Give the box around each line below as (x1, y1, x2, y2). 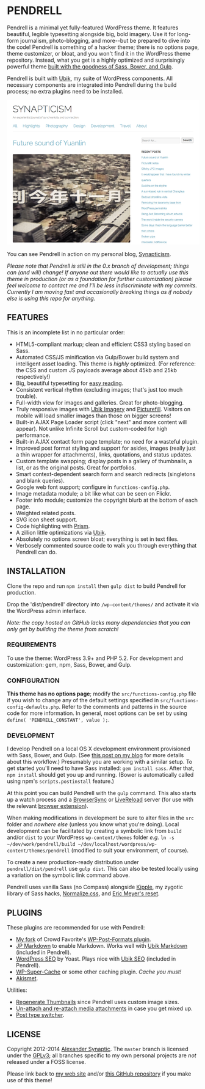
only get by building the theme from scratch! (7, 625, 119, 632)
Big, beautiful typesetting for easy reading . (15, 380, 124, 387)
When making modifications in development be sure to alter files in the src (7, 814, 194, 822)
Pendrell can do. (15, 548, 57, 555)
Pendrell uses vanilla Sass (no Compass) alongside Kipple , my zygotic (7, 884, 184, 891)
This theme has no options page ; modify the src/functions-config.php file (7, 690, 196, 697)
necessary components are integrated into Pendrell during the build (7, 81, 177, 89)
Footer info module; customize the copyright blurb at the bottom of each (15, 496, 198, 504)
